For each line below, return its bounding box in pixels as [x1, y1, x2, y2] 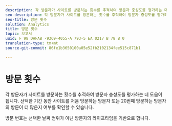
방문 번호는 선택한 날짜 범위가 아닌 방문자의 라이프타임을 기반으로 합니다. [5, 115, 150, 121]
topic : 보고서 [5, 31, 32, 36]
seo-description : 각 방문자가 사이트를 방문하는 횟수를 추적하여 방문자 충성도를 [5, 12, 155, 17]
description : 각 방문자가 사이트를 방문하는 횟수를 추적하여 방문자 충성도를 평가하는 [5, 7, 162, 13]
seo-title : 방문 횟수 [5, 17, 47, 22]
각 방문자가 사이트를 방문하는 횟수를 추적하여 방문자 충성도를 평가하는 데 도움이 [5, 91, 163, 97]
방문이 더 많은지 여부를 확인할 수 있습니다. [10, 104, 94, 110]
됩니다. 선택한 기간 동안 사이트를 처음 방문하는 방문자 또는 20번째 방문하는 [5, 97, 153, 104]
